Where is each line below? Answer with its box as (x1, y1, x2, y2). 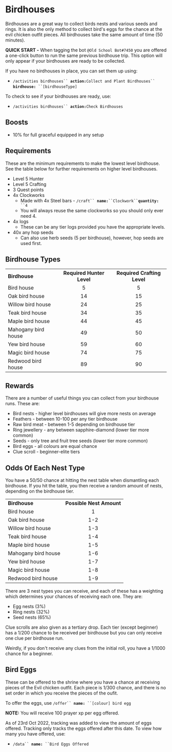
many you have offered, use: (5, 730, 66, 737)
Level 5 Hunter (12, 176, 44, 182)
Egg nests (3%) (12, 604, 46, 609)
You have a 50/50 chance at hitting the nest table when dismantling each (5, 477, 159, 483)
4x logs (12, 218, 29, 224)
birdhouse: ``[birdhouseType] (12, 84, 78, 89)
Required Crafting (116, 270, 161, 277)
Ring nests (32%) (12, 609, 50, 615)
